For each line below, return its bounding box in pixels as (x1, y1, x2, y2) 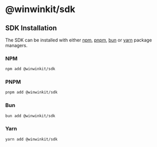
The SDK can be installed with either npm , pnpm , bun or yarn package (5, 37, 152, 43)
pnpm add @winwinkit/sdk (5, 90, 58, 95)
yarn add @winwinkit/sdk (5, 136, 58, 142)
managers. (5, 42, 28, 48)
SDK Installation (5, 24, 57, 32)
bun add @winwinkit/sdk (5, 113, 56, 118)
